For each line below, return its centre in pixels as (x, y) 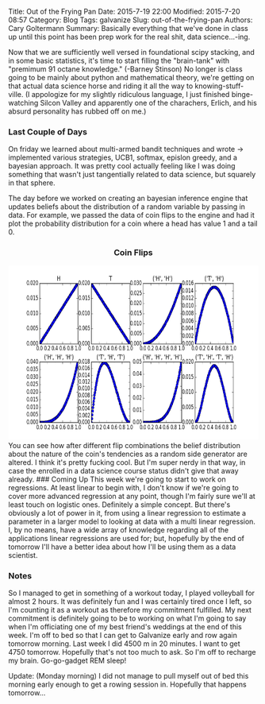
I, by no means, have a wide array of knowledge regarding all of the (118, 530)
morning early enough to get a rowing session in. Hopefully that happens (128, 684)
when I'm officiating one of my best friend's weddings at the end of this (125, 626)
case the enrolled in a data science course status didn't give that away (124, 470)
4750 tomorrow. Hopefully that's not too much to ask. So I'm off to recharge (132, 652)
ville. (16, 94)
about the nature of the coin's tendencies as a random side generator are (128, 454)
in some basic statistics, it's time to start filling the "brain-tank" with (119, 60)
